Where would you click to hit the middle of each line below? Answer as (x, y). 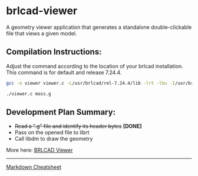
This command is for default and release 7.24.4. (64, 72)
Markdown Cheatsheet (34, 167)
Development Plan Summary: (61, 112)
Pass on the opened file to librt (52, 132)
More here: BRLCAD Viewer (39, 150)
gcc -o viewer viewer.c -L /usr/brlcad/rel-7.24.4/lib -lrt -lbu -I (91, 83)
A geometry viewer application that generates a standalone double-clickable (99, 27)
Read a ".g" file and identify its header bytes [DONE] (78, 126)
